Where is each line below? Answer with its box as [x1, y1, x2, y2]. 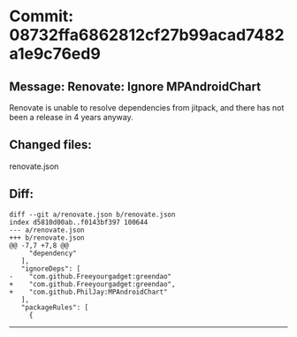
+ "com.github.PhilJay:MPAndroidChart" [9, 287, 168, 296]
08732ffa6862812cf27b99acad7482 [9, 25, 285, 45]
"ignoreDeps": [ [20, 264, 81, 273]
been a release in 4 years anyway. [9, 112, 134, 122]
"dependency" [28, 249, 77, 257]
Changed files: [9, 137, 93, 152]
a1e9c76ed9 [9, 44, 102, 64]
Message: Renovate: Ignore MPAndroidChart [9, 79, 262, 94]
